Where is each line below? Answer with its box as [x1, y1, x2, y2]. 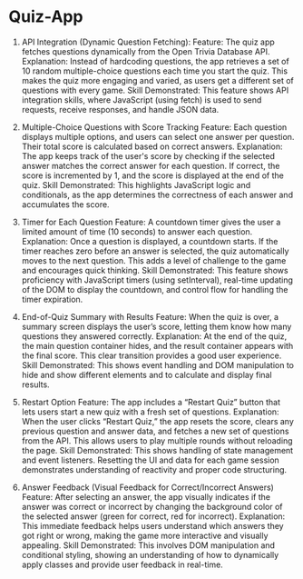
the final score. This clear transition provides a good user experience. [21, 350, 282, 361]
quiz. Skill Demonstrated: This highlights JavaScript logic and [21, 179, 251, 190]
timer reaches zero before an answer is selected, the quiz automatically [21, 245, 289, 256]
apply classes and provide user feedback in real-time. [21, 559, 223, 570]
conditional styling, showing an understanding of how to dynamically [21, 549, 279, 560]
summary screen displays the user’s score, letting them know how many [21, 321, 292, 332]
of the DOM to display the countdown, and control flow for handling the [21, 284, 288, 294]
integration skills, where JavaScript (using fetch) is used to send [21, 94, 262, 105]
